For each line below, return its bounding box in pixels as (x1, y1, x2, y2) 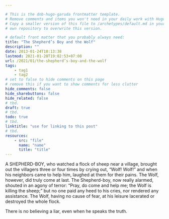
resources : (5, 133, 28, 138)
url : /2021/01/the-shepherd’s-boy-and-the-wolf (5, 58, 107, 63)
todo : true (5, 114, 28, 120)
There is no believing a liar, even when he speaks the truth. (5, 208, 127, 214)
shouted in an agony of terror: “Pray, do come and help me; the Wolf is (5, 182, 152, 189)
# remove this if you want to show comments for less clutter (5, 82, 138, 87)
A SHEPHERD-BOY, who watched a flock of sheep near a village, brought (5, 161, 157, 167)
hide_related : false (5, 96, 49, 101)
